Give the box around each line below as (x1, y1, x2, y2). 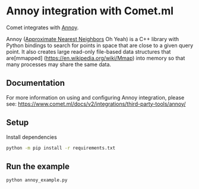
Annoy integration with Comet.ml (6, 4, 174, 18)
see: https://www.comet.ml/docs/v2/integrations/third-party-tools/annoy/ (6, 100, 186, 107)
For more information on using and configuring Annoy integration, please (6, 94, 185, 101)
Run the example (6, 161, 70, 171)
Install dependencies (6, 133, 58, 141)
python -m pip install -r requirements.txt (6, 145, 116, 151)
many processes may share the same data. (6, 61, 112, 68)
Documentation (6, 78, 65, 88)
